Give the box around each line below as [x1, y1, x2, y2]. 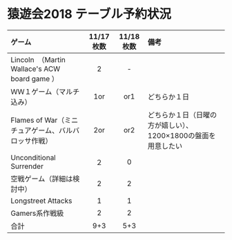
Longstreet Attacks [10, 196, 72, 206]
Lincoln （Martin [10, 54, 66, 64]
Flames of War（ [10, 115, 65, 125]
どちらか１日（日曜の [147, 110, 217, 119]
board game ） [10, 74, 59, 83]
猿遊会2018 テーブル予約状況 [7, 6, 171, 22]
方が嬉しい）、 [147, 120, 193, 130]
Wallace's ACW [10, 63, 61, 73]
